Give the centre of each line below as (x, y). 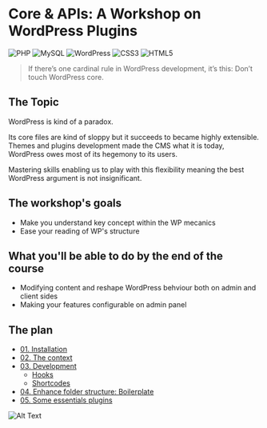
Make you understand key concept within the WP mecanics (118, 222)
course (26, 268)
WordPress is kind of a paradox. (61, 122)
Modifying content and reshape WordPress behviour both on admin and (138, 288)
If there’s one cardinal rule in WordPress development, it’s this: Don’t (140, 68)
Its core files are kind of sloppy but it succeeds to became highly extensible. (134, 137)
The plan (31, 330)
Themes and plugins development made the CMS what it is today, (117, 146)
